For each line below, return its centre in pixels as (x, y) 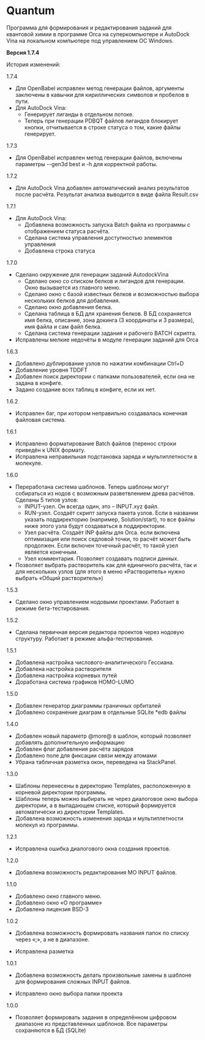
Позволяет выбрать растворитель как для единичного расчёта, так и (106, 565)
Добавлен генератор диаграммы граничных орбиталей (88, 705)
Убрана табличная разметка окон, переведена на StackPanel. (96, 762)
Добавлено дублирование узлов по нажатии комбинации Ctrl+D (99, 363)
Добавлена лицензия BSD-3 (52, 909)
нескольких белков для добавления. (72, 300)
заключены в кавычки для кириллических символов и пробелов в (102, 94)
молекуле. (29, 463)
